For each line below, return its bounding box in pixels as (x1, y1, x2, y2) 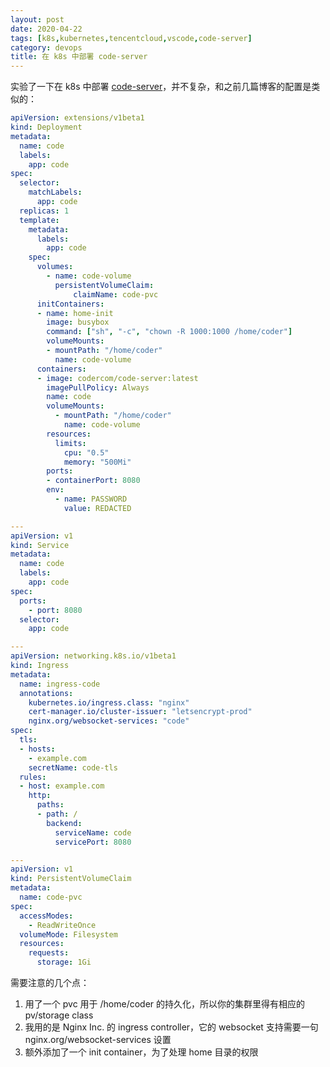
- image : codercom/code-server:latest (36, 373, 199, 383)
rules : (19, 772, 47, 782)
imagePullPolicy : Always (46, 382, 150, 393)
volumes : (36, 262, 74, 272)
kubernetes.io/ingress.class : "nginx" (28, 697, 190, 708)
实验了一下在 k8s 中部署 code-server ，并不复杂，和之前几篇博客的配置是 (10, 81, 312, 93)
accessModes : (19, 911, 74, 921)
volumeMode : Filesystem (19, 929, 118, 940)
